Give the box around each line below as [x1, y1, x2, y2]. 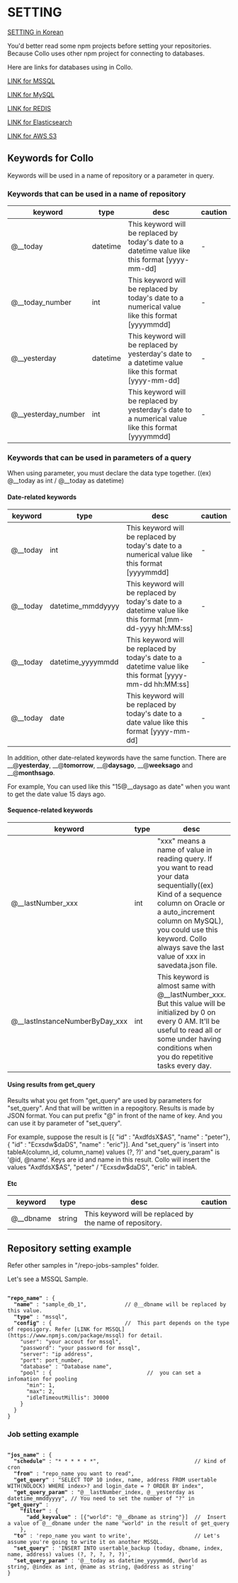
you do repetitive [157, 1052, 214, 1061]
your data [157, 871, 189, 881]
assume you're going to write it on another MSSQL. [7, 1539, 163, 1546]
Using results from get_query [7, 1081, 96, 1089]
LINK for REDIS [7, 104, 52, 112]
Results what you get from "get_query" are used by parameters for [7, 1096, 202, 1105]
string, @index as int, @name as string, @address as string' [7, 1564, 195, 1571]
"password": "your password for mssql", [20, 1344, 141, 1351]
